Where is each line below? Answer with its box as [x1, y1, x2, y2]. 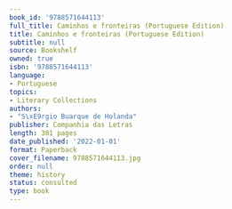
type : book [9, 187, 50, 196]
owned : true [9, 54, 53, 63]
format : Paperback [9, 145, 77, 154]
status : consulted [9, 179, 77, 188]
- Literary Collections [9, 95, 98, 105]
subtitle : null [9, 37, 66, 47]
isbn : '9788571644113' [9, 63, 93, 72]
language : [9, 71, 46, 80]
